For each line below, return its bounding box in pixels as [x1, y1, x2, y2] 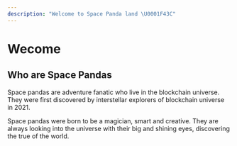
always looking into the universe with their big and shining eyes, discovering [7, 124, 231, 133]
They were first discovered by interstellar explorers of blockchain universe [7, 95, 225, 103]
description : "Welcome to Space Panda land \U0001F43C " [7, 10, 176, 18]
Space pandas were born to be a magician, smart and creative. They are [7, 116, 219, 125]
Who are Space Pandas [7, 69, 112, 82]
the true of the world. [7, 132, 70, 140]
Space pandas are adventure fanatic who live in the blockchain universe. [7, 88, 220, 96]
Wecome [7, 40, 62, 57]
